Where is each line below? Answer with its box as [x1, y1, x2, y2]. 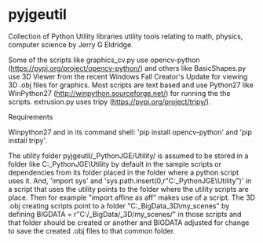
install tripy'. [8, 135, 47, 145]
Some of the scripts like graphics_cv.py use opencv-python [8, 55, 200, 64]
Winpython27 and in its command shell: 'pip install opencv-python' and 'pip [8, 127, 253, 137]
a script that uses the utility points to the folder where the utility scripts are [8, 184, 250, 193]
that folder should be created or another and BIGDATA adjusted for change [8, 218, 250, 227]
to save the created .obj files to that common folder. [8, 226, 175, 235]
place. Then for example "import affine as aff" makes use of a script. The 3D [8, 193, 256, 202]
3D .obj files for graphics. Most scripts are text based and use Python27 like [8, 80, 254, 90]
